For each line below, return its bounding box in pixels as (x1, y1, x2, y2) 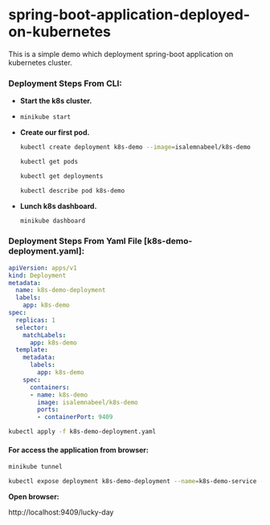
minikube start (19, 113, 72, 121)
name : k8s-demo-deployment (15, 287, 106, 295)
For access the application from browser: (8, 445, 149, 454)
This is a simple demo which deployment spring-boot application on (8, 49, 234, 59)
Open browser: (8, 491, 60, 501)
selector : (15, 324, 48, 332)
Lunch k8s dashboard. (19, 201, 97, 210)
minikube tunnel (8, 463, 63, 471)
